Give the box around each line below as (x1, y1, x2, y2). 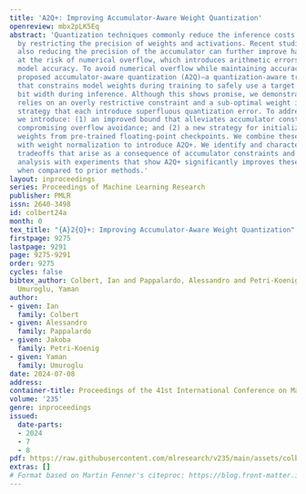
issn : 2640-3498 (9, 200, 71, 210)
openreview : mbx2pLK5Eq (9, 22, 100, 31)
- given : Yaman (9, 352, 67, 361)
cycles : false (9, 268, 64, 277)
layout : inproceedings (9, 174, 96, 183)
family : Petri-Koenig (17, 344, 100, 353)
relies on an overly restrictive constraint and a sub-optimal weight (17, 98, 291, 108)
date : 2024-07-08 (9, 369, 76, 378)
